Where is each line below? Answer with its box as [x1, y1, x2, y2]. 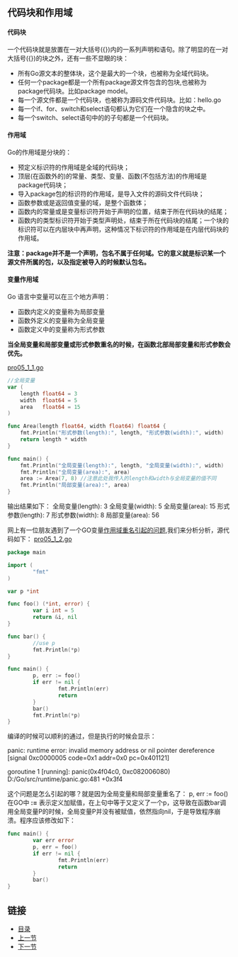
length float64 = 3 [20, 390, 78, 397]
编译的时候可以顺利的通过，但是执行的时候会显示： [7, 732, 157, 741]
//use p [33, 639, 55, 647]
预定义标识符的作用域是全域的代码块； [17, 162, 130, 172]
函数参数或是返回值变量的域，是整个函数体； [17, 198, 149, 207]
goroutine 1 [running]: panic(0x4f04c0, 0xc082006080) [7, 768, 171, 776]
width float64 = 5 [20, 396, 78, 404]
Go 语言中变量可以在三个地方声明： [7, 293, 111, 301]
